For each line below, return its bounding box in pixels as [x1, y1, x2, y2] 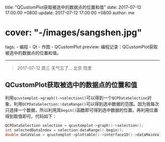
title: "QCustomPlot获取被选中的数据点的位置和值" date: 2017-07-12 [5, 4, 141, 10]
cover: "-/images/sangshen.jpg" [5, 27, 142, 38]
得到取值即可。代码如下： [5, 113, 57, 119]
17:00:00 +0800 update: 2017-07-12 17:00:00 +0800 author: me [5, 10, 135, 16]
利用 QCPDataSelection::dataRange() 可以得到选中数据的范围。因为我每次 [13, 101, 160, 107]
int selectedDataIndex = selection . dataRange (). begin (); [5, 127, 124, 133]
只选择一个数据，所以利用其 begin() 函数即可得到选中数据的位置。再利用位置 [5, 107, 159, 113]
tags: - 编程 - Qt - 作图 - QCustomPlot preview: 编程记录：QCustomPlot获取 [5, 44, 158, 50]
